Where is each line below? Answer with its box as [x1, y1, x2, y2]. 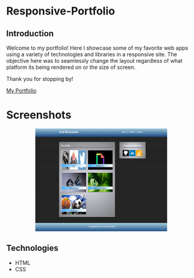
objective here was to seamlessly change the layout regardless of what [6, 57, 183, 64]
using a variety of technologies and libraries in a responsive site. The [6, 51, 178, 58]
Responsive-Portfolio [6, 4, 116, 18]
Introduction [6, 28, 54, 39]
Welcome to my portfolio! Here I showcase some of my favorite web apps [6, 44, 189, 51]
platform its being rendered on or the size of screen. [6, 63, 136, 71]
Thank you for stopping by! [6, 76, 74, 82]
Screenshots [6, 108, 72, 122]
